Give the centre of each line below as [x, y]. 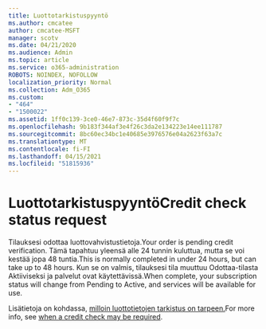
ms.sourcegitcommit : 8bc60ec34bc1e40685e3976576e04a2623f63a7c [115, 134]
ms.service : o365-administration [64, 68]
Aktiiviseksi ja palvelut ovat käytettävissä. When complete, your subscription [133, 276]
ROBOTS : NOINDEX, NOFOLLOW [53, 75]
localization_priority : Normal [60, 82]
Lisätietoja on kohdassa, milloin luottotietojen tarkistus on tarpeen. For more [131, 308]
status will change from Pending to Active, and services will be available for [132, 284]
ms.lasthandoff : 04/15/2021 [55, 156]
